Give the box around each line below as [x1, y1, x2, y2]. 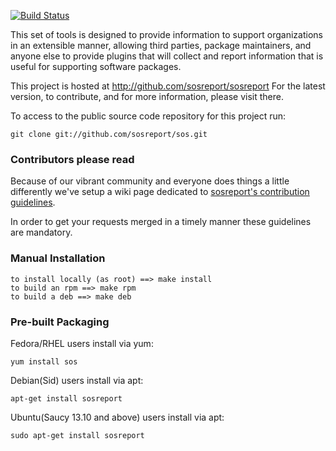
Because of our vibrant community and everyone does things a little [10, 175, 290, 187]
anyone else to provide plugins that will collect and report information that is [10, 50, 324, 62]
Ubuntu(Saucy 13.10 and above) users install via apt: [10, 411, 225, 423]
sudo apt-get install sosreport [10, 430, 145, 440]
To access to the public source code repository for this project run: [10, 110, 287, 122]
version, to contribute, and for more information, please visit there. [10, 91, 284, 102]
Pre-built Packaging [10, 315, 110, 329]
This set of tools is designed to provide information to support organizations [10, 29, 323, 40]
